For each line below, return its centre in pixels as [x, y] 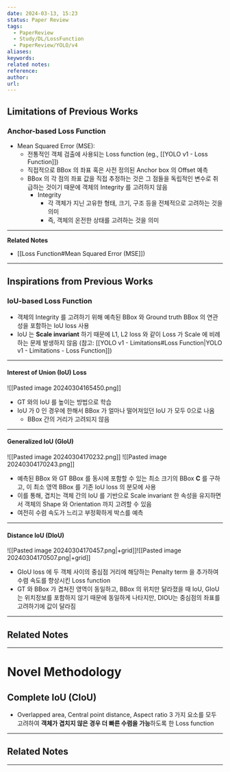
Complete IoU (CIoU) [52, 697]
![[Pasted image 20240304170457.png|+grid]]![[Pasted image [94, 550]
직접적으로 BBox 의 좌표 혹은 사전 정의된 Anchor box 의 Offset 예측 [118, 169]
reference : [23, 71]
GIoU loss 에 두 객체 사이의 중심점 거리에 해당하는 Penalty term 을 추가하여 [118, 572]
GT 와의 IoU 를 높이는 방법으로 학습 [64, 401]
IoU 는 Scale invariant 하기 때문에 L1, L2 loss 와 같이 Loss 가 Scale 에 [112, 334]
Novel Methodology [64, 672]
